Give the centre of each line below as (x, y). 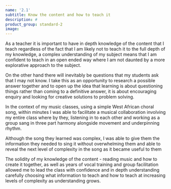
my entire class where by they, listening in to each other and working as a (82, 117)
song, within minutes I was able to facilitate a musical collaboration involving (86, 112)
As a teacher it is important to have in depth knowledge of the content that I (85, 43)
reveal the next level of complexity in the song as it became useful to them (83, 149)
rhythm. (14, 129)
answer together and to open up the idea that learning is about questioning (84, 86)
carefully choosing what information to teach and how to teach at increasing (86, 175)
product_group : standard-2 (34, 24)
